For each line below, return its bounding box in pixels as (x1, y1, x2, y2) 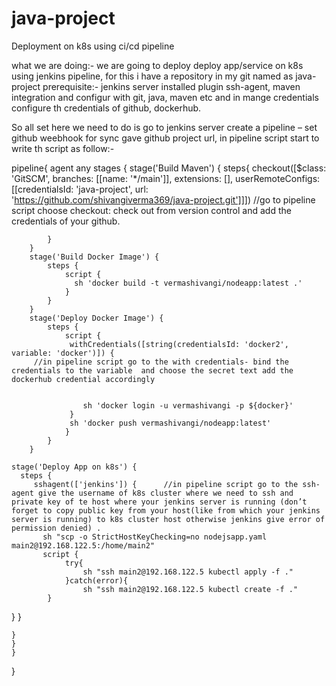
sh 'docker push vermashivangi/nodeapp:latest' (69, 418, 272, 428)
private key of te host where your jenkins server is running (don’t (11, 497, 308, 507)
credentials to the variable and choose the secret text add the (11, 365, 294, 376)
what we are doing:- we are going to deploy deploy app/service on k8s (11, 59, 304, 71)
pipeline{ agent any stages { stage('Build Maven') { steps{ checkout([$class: (11, 162, 327, 174)
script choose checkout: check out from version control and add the (11, 204, 292, 216)
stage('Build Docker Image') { (29, 252, 160, 262)
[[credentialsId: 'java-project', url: (11, 183, 149, 195)
